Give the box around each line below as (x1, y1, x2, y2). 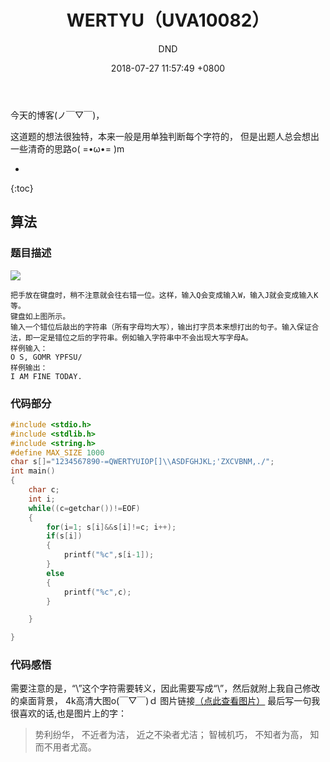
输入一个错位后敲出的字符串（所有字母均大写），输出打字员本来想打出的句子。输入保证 (10, 322, 312, 332)
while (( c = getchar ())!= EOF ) (28, 503, 141, 513)
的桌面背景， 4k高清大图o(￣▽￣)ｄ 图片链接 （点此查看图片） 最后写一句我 (10, 695, 321, 707)
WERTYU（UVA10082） (66, 9, 270, 32)
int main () (10, 466, 56, 476)
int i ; (28, 494, 56, 504)
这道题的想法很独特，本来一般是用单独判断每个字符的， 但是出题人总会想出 (10, 130, 320, 142)
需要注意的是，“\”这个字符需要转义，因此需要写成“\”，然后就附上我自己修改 (10, 682, 321, 695)
